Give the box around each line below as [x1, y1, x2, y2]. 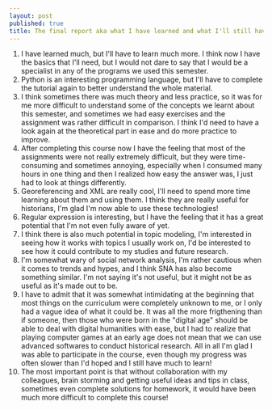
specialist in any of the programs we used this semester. [20, 66, 209, 76]
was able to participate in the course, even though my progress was [20, 349, 247, 360]
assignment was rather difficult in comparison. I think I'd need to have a [20, 118, 259, 128]
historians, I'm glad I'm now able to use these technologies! [20, 204, 219, 213]
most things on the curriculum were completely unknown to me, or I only [20, 298, 262, 308]
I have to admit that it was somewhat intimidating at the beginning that [20, 290, 254, 299]
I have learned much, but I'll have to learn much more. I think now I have [20, 49, 261, 59]
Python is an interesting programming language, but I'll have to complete [20, 74, 263, 85]
